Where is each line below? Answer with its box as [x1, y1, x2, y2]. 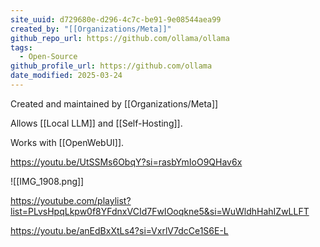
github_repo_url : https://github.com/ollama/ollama [10, 33, 230, 43]
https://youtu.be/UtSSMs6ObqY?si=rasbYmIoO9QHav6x [10, 156, 243, 168]
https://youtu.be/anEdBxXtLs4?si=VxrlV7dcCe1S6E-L [10, 224, 229, 236]
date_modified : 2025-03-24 [10, 71, 123, 81]
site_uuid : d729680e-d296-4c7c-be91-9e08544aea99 [10, 14, 222, 25]
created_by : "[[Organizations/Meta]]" [10, 24, 172, 34]
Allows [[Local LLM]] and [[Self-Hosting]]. [10, 117, 183, 129]
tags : [10, 42, 33, 53]
